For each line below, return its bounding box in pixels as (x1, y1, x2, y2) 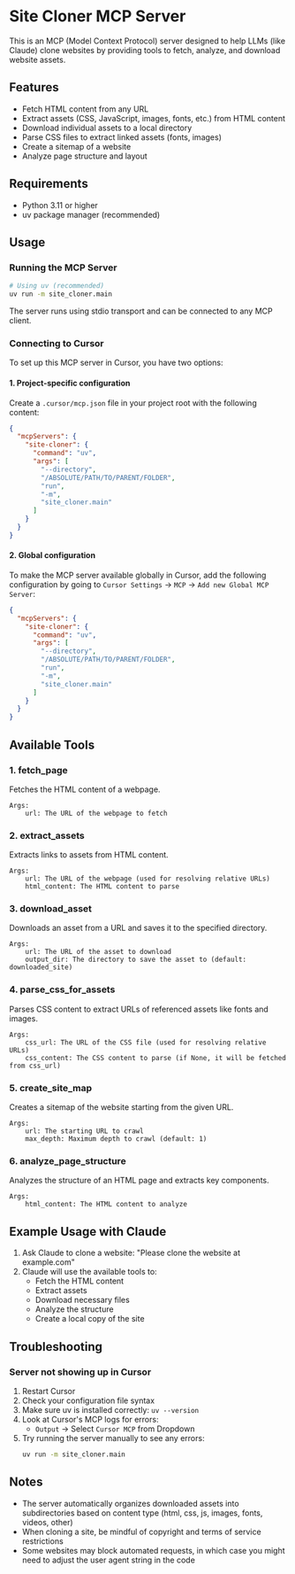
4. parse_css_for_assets (9, 983, 116, 996)
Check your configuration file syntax (21, 1395, 155, 1406)
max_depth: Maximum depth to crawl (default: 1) (25, 1135, 208, 1144)
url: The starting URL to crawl (25, 1127, 144, 1136)
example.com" (21, 1257, 75, 1268)
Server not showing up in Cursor (9, 1366, 152, 1378)
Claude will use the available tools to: (21, 1267, 157, 1277)
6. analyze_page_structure (9, 1155, 126, 1167)
